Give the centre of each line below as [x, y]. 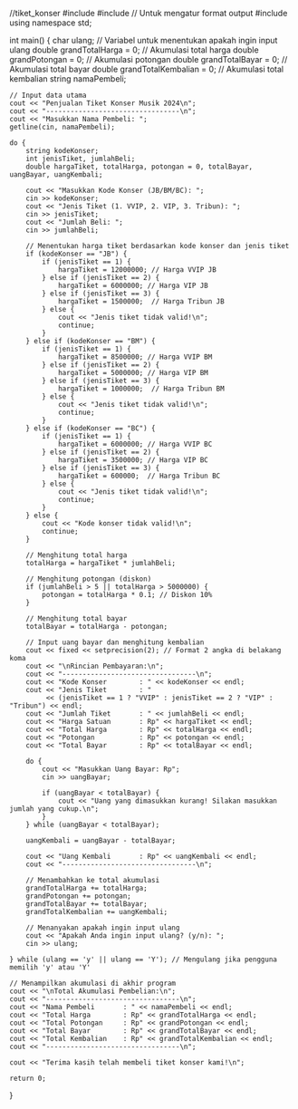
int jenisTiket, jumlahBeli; [81, 159]
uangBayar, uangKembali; [56, 175]
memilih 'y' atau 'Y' [50, 968]
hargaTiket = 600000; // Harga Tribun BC [139, 476]
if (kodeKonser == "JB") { [77, 254]
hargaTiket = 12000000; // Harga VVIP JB [137, 270]
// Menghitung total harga [77, 555]
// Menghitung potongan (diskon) [89, 579]
